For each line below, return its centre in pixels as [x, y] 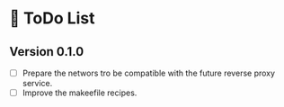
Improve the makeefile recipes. [80, 93]
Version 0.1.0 [47, 52]
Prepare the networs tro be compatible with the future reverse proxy [149, 73]
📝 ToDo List [53, 18]
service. [37, 84]
